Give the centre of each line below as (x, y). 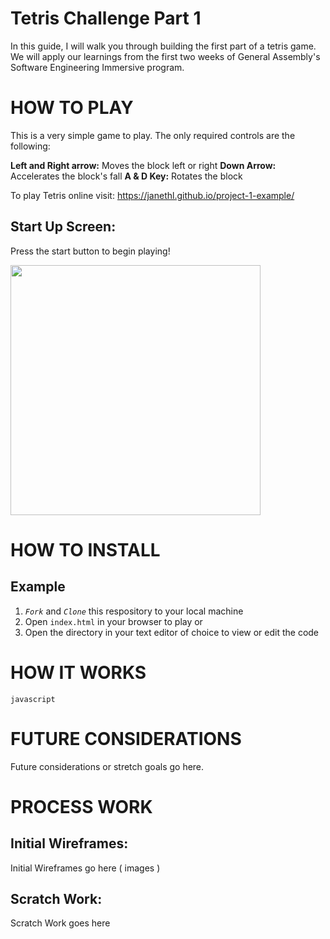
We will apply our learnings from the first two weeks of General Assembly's (165, 56)
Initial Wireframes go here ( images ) (85, 868)
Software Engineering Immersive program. (97, 67)
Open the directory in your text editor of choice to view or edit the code (172, 632)
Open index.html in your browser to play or (113, 621)
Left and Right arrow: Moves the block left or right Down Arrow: (143, 165)
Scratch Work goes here (60, 923)
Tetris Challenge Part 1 (106, 18)
